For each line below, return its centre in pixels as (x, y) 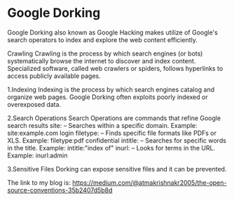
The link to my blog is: (39, 182)
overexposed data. (34, 104)
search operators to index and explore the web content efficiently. (102, 39)
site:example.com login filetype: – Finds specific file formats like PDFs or (112, 133)
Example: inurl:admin (37, 155)
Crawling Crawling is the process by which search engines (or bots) (105, 53)
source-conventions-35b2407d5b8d (60, 190)
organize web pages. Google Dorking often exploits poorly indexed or (108, 97)
